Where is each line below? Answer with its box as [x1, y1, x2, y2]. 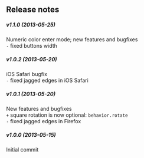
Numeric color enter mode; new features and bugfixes [6, 36, 138, 43]
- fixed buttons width [6, 42, 58, 50]
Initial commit [6, 146, 39, 153]
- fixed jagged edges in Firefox [6, 118, 81, 125]
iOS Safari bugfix [6, 71, 48, 78]
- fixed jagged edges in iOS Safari [6, 77, 89, 84]
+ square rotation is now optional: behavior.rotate [6, 111, 128, 119]
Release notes [6, 5, 60, 15]
